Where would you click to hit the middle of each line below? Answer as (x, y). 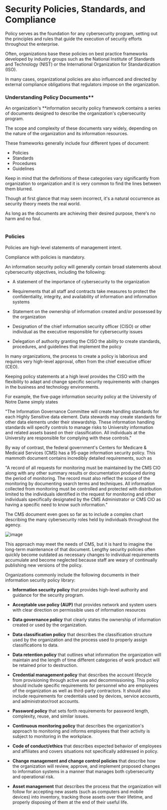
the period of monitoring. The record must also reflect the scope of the (78, 478)
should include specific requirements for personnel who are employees (85, 685)
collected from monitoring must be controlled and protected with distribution (83, 488)
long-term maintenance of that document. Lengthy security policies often (80, 549)
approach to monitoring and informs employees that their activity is (81, 731)
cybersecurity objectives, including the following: (55, 272)
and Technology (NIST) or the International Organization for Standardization (83, 64)
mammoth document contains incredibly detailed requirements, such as (79, 458)
